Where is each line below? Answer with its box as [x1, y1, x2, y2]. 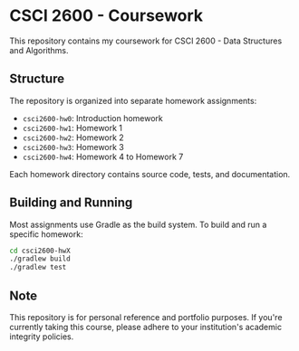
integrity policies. [9, 331, 74, 342]
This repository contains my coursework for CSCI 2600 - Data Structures [9, 35, 283, 46]
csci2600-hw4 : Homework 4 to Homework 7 [22, 151, 184, 162]
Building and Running [9, 195, 133, 211]
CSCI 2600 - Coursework [9, 5, 204, 26]
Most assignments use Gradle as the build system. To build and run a [9, 219, 267, 230]
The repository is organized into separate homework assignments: [9, 95, 257, 106]
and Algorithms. [9, 44, 70, 55]
